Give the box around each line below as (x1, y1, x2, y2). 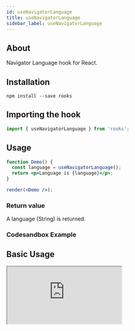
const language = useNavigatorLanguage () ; (12, 164, 122, 171)
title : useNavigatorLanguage (6, 15, 81, 21)
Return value (6, 201, 45, 209)
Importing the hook (6, 109, 81, 120)
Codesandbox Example (6, 230, 77, 239)
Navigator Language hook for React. (6, 59, 98, 67)
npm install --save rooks (6, 93, 72, 99)
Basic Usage (6, 249, 55, 260)
